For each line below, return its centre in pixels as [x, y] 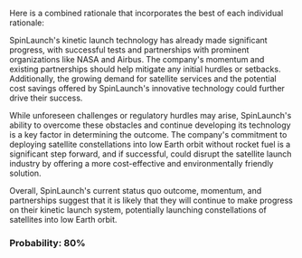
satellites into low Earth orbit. [63, 220]
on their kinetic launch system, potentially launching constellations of [138, 210]
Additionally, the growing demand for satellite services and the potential [143, 79]
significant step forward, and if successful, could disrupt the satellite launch [151, 154]
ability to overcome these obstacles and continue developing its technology [150, 125]
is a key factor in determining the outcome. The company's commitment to [148, 134]
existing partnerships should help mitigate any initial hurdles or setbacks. [145, 69]
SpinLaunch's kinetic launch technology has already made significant [139, 40]
